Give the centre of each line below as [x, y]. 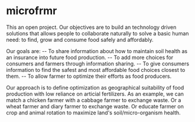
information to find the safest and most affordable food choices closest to [96, 70]
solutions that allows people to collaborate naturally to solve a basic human [97, 33]
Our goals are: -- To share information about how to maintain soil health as [97, 51]
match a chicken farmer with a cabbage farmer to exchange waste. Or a [94, 100]
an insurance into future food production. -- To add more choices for [90, 57]
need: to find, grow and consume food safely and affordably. [80, 39]
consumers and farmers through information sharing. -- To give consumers [98, 64]
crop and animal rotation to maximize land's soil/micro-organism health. [94, 113]
